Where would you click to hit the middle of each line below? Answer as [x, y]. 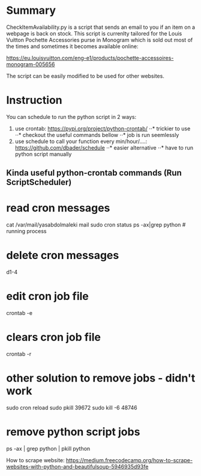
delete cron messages [63, 255]
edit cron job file [47, 297]
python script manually [43, 154]
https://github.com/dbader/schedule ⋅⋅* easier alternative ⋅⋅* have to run [104, 147]
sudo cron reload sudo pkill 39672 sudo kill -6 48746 [72, 407]
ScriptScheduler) [39, 182]
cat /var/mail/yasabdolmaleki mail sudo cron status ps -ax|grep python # [96, 225]
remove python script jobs [73, 432]
